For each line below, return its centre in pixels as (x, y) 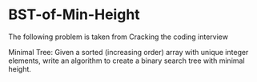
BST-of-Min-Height (74, 15)
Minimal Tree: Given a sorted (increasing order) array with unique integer (128, 52)
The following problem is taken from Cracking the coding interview (118, 37)
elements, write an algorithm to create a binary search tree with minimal (127, 61)
